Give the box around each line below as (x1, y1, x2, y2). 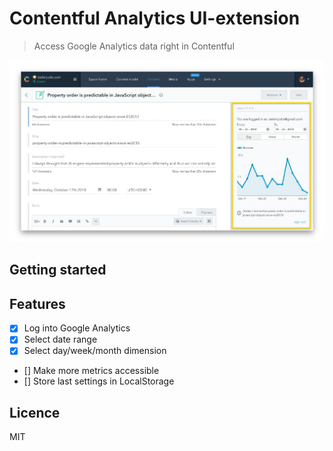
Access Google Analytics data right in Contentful (33, 40, 235, 52)
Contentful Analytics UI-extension (9, 7, 301, 30)
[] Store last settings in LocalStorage (23, 375, 175, 387)
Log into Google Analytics (23, 322, 131, 334)
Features (9, 295, 66, 312)
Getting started (9, 262, 107, 279)
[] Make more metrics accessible (23, 365, 160, 377)
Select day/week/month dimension (23, 345, 167, 357)
